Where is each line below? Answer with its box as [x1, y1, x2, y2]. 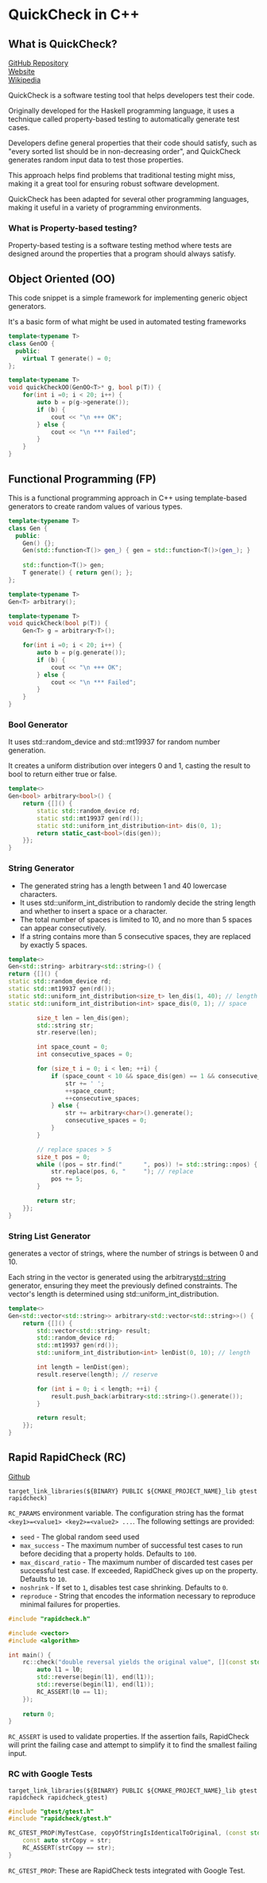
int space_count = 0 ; [37, 1043, 109, 1051]
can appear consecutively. [19, 923, 107, 933]
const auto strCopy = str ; [22, 1837, 112, 1845]
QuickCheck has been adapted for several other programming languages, [8, 195, 250, 203]
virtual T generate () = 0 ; [22, 354, 112, 362]
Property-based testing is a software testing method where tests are [8, 241, 232, 250]
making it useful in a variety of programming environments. [8, 203, 202, 212]
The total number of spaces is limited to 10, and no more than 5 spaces [19, 914, 253, 924]
